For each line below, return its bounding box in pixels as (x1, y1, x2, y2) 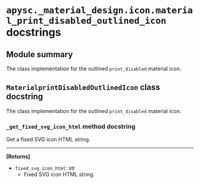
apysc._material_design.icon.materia (6, 5, 193, 16)
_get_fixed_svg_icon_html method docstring (6, 122, 136, 130)
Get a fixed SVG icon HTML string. (6, 136, 90, 143)
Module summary (6, 49, 73, 60)
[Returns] (6, 153, 31, 160)
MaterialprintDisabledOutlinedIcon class (6, 82, 161, 92)
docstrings (6, 26, 61, 39)
